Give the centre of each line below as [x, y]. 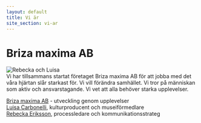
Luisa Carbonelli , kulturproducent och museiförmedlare [75, 107]
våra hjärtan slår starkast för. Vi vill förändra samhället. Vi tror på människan [101, 83]
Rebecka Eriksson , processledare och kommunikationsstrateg [83, 114]
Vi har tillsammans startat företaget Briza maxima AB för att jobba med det [99, 76]
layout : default [27, 12]
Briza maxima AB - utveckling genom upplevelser [68, 101]
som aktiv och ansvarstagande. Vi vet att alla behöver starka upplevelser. [97, 89]
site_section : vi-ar [32, 23]
